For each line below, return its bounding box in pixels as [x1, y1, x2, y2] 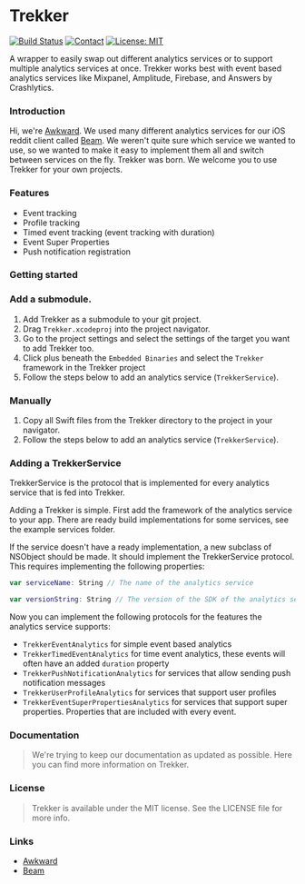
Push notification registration [22, 246, 132, 257]
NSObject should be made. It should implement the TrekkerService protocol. [9, 551, 295, 562]
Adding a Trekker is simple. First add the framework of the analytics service [9, 505, 293, 516]
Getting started [9, 269, 79, 282]
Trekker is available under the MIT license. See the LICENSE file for [31, 802, 283, 813]
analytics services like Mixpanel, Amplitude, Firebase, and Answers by [9, 72, 272, 83]
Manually [9, 394, 52, 407]
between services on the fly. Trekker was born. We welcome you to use [9, 154, 278, 165]
